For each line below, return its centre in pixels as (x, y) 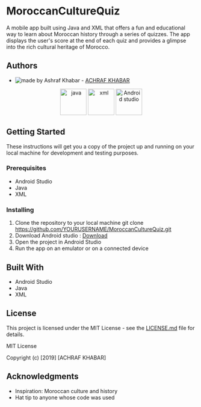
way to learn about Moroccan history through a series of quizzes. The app (98, 34)
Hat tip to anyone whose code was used (65, 397)
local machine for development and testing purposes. (73, 153)
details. (15, 334)
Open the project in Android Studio (58, 242)
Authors (22, 66)
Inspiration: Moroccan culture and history (66, 391)
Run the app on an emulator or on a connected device (82, 248)
